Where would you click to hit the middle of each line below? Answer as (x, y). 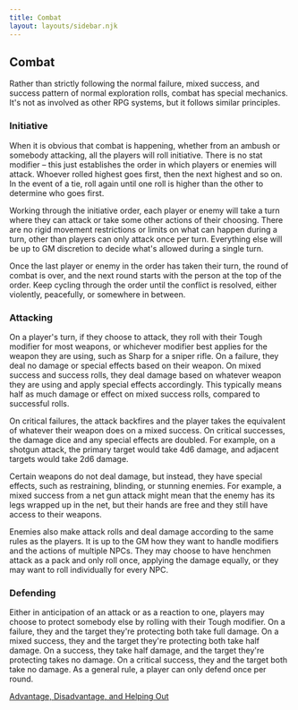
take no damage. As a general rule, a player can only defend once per (138, 670)
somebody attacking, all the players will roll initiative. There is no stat (136, 155)
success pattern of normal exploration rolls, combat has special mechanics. (149, 93)
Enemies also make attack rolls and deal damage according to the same (142, 531)
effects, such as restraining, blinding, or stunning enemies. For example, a (145, 485)
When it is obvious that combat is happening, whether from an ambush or (145, 145)
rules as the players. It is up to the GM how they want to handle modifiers (144, 541)
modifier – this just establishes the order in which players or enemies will (143, 164)
